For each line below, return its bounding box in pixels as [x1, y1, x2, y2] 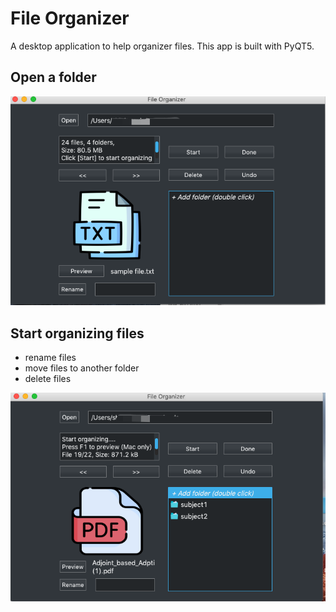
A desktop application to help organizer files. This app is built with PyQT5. [10, 40, 315, 52]
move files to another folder [24, 362, 140, 374]
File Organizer [10, 7, 130, 30]
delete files [24, 373, 72, 385]
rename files [24, 352, 77, 364]
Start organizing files [10, 325, 145, 342]
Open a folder [10, 69, 97, 86]
